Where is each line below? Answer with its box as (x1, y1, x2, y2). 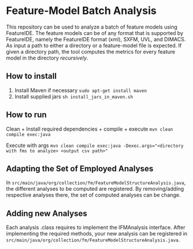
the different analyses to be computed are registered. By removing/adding (6, 185, 184, 192)
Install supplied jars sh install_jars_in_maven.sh (14, 93, 133, 100)
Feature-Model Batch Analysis (6, 4, 157, 17)
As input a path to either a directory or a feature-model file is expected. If (6, 42, 182, 49)
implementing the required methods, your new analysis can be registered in (6, 230, 188, 237)
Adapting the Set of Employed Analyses (6, 163, 153, 173)
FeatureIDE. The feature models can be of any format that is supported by (6, 29, 184, 36)
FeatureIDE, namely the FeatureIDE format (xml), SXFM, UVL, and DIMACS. (6, 36, 186, 43)
